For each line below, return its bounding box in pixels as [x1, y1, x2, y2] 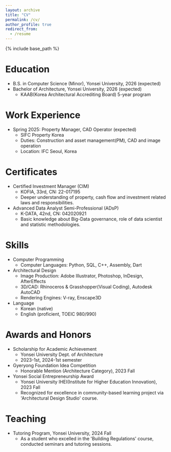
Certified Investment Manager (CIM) [12, 183, 90, 189]
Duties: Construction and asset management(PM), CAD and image [20, 137, 161, 143]
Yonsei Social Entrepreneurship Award [12, 373, 94, 379]
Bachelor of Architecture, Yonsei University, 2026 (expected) [12, 86, 142, 92]
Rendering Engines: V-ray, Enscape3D [20, 294, 102, 300]
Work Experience [5, 109, 81, 121]
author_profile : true [5, 22, 52, 27]
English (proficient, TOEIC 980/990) [20, 311, 97, 317]
